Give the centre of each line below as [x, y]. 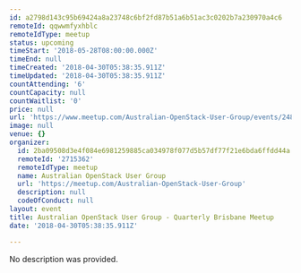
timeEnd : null [36, 59]
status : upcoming [42, 43]
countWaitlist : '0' [46, 101]
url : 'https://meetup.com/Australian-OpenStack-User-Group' [132, 184]
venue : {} [28, 134]
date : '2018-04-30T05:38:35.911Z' [74, 226]
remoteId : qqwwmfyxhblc [54, 26]
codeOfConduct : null [56, 201]
